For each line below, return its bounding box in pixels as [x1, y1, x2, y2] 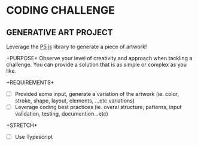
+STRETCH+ [6, 122, 38, 129]
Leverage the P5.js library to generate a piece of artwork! [6, 43, 147, 50]
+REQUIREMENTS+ [6, 79, 54, 86]
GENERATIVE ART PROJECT [6, 27, 113, 38]
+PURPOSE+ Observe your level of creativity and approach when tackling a [6, 55, 193, 61]
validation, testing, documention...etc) [14, 110, 109, 117]
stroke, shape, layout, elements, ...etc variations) [14, 97, 135, 104]
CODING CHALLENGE [6, 4, 115, 17]
